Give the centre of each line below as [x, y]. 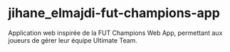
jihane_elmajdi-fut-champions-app [114, 13]
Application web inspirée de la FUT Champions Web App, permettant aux [115, 33]
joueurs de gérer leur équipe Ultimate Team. [73, 40]
